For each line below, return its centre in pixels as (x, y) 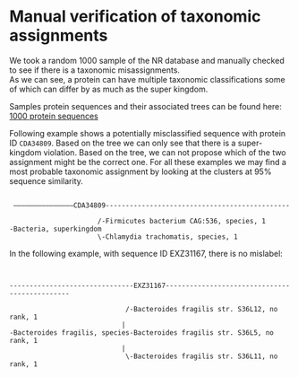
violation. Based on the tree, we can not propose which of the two (165, 152)
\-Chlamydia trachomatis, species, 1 (168, 237)
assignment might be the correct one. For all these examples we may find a (148, 162)
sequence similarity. (46, 180)
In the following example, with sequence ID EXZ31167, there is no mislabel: (146, 253)
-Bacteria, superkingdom (55, 229)
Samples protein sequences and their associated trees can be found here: (145, 106)
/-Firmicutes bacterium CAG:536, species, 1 (182, 221)
